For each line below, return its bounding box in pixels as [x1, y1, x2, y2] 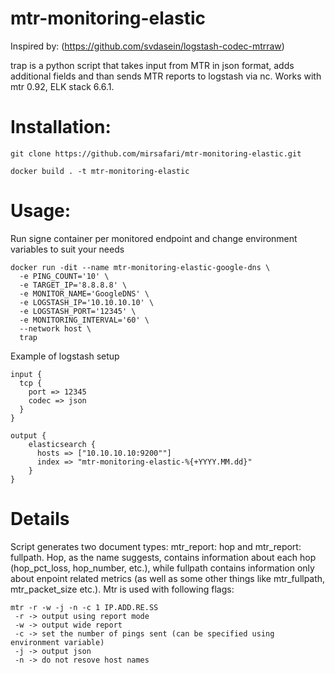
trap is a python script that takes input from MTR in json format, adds [10, 59, 295, 71]
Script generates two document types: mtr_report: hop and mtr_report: [10, 540, 302, 552]
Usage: [10, 200, 72, 222]
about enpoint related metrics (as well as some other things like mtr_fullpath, [10, 572, 326, 584]
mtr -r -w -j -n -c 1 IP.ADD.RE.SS [10, 602, 159, 612]
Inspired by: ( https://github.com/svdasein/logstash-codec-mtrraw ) [10, 40, 285, 52]
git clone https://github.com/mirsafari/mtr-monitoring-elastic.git [10, 148, 302, 159]
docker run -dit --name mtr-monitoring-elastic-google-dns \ [10, 262, 271, 272]
